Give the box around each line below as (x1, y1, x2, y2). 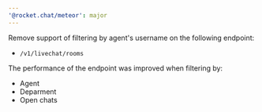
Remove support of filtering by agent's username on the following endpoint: (8, 33, 255, 42)
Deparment (19, 87, 57, 96)
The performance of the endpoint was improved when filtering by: (8, 63, 223, 73)
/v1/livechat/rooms (19, 49, 84, 57)
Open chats (19, 95, 58, 104)
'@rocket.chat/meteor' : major (8, 11, 108, 20)
